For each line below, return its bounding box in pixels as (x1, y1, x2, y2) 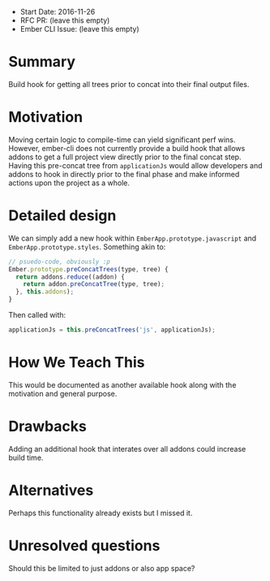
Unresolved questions (8, 536, 161, 555)
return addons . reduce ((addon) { (15, 272, 126, 281)
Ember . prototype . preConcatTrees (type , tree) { (8, 265, 169, 273)
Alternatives (8, 481, 94, 499)
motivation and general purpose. (8, 388, 118, 398)
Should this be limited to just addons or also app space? (8, 563, 195, 573)
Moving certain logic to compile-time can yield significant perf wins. (8, 134, 236, 145)
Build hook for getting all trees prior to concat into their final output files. (8, 79, 250, 89)
